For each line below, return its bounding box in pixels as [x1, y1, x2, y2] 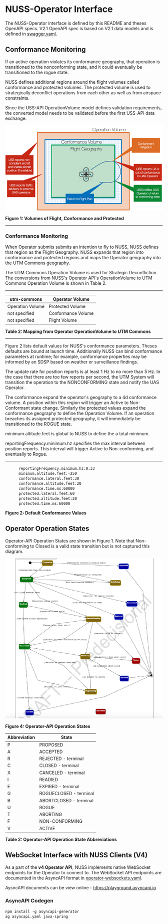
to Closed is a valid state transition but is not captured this [29, 543, 150, 549]
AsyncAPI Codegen [5, 897, 54, 904]
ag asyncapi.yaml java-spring [5, 914, 68, 919]
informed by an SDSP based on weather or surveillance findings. [5, 358, 138, 364]
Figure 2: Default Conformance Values [5, 510, 86, 516]
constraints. [5, 95, 30, 101]
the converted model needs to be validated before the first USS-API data [5, 110, 155, 116]
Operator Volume [52, 296, 90, 302]
